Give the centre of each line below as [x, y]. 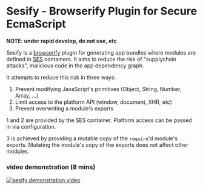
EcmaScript [36, 24]
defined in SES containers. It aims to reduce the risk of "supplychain [92, 59]
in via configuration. [31, 126]
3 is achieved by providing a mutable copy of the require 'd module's [92, 138]
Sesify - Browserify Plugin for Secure [102, 11]
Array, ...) [27, 95]
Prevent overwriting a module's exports [64, 108]
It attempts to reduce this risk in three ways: [61, 77]
